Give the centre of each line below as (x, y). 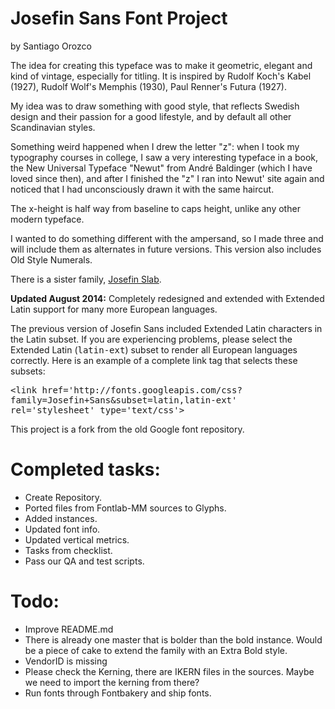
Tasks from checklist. (68, 550)
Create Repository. (63, 497)
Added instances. (61, 518)
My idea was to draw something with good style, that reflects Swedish (155, 106)
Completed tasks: (85, 469)
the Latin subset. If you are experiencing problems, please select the (151, 339)
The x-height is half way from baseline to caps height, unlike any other (155, 208)
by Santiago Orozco (51, 46)
